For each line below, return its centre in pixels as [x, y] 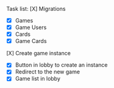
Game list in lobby [38, 79]
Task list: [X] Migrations [36, 9]
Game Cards [31, 41]
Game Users [31, 27]
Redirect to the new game [48, 72]
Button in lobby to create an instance [61, 65]
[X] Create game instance [39, 53]
